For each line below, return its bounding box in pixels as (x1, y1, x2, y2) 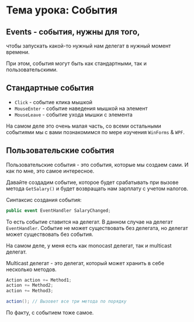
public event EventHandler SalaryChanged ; (6, 207, 111, 214)
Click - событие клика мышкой (14, 98, 92, 105)
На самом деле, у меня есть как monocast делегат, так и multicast (6, 242, 172, 249)
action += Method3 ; (6, 288, 54, 294)
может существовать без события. (6, 231, 93, 238)
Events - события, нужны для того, (6, 27, 140, 37)
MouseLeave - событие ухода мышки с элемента (14, 111, 133, 118)
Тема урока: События (6, 4, 118, 17)
